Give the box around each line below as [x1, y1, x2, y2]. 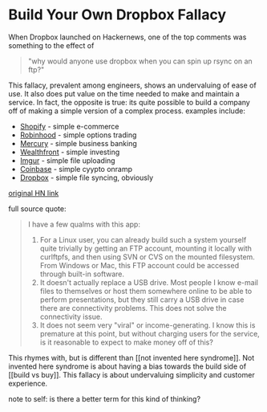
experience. [8, 378, 48, 388]
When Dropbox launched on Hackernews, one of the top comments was [8, 32, 247, 42]
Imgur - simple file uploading [19, 155, 115, 165]
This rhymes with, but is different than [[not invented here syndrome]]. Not [8, 353, 255, 362]
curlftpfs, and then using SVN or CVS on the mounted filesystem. [39, 251, 255, 262]
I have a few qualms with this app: [27, 219, 140, 229]
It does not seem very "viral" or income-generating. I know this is [39, 320, 256, 330]
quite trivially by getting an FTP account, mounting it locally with [39, 243, 253, 253]
